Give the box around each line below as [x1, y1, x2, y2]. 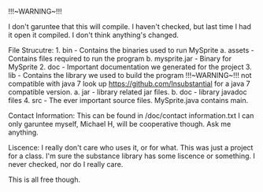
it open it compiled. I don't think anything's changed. [8, 31, 180, 39]
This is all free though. [8, 175, 81, 184]
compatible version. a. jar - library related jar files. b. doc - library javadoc [8, 87, 247, 97]
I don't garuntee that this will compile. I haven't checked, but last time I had [8, 22, 252, 31]
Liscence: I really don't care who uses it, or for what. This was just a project [8, 143, 254, 152]
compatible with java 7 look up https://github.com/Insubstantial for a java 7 [8, 79, 250, 88]
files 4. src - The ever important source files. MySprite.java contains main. [8, 96, 249, 105]
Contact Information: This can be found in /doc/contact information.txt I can [8, 111, 254, 120]
